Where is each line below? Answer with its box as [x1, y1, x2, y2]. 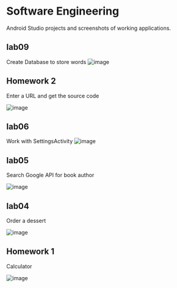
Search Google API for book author [6, 172, 95, 179]
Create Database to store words [6, 58, 87, 65]
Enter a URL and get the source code [6, 92, 99, 99]
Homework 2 [6, 76, 56, 86]
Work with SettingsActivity [6, 138, 73, 145]
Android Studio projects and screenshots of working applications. [6, 24, 172, 32]
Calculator [6, 262, 32, 270]
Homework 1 [6, 247, 55, 257]
